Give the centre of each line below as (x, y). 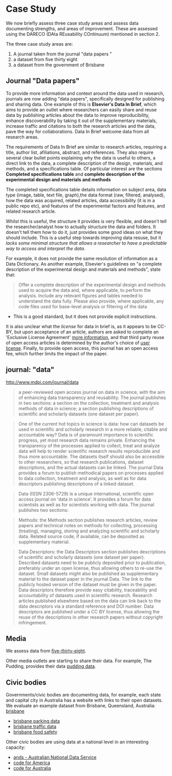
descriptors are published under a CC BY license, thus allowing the (89, 611)
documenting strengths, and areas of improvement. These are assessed (82, 28)
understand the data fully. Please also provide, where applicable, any (91, 301)
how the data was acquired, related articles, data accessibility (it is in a (80, 200)
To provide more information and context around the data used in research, (85, 93)
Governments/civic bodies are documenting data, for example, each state (83, 695)
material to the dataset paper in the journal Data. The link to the (85, 579)
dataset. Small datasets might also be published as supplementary (88, 573)
